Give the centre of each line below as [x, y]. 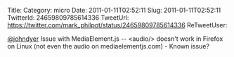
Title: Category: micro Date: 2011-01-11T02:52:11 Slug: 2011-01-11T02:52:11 [114, 10]
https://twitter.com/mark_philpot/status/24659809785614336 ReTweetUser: [117, 25]
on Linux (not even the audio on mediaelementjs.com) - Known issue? [108, 46]
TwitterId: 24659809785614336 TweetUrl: [68, 18]
